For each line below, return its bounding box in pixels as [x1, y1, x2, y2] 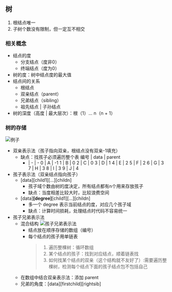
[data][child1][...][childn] [20, 177, 72, 183]
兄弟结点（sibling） [20, 97, 62, 103]
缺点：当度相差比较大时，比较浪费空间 [28, 190, 109, 196]
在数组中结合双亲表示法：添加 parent [20, 275, 99, 281]
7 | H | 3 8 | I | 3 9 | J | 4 [28, 165, 79, 172]
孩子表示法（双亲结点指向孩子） [12, 171, 81, 178]
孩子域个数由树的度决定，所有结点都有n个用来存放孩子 [28, 183, 144, 190]
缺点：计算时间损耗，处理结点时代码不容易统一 [28, 208, 127, 214]
